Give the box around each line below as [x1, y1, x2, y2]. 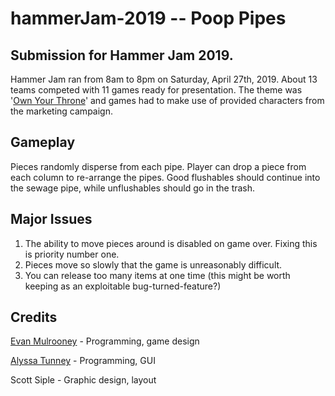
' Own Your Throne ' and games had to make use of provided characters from [10, 95, 325, 106]
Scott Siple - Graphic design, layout [10, 374, 157, 386]
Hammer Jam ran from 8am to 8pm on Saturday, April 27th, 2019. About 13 [10, 73, 318, 85]
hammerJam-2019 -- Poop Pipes [10, 7, 287, 30]
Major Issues [10, 211, 93, 228]
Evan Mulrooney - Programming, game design [10, 335, 200, 347]
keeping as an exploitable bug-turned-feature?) [24, 280, 222, 292]
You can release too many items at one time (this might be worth [24, 269, 291, 281]
